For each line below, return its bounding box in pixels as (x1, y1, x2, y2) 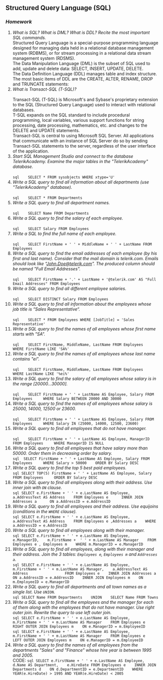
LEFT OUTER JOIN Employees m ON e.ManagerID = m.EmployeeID (12, 638, 144, 643)
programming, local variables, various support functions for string (12, 117, 145, 123)
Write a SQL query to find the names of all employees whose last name (12, 350, 156, 356)
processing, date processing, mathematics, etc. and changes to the (12, 122, 147, 128)
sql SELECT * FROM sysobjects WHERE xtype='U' (12, 175, 115, 180)
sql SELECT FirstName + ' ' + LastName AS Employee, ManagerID (12, 436, 150, 441)
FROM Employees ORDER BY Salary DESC (12, 475, 98, 480)
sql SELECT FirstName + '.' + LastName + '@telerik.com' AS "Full (12, 277, 157, 282)
